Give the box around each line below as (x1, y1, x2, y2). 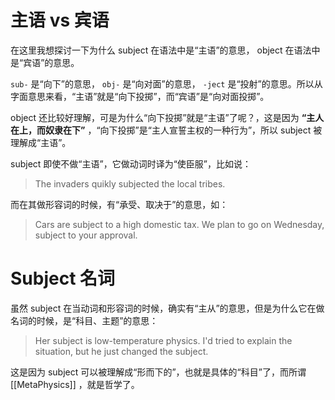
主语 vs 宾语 (10, 9, 110, 32)
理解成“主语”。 (10, 136, 72, 148)
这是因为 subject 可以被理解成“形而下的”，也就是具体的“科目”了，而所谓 (10, 366, 307, 378)
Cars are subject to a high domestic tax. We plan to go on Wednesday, (34, 218, 325, 230)
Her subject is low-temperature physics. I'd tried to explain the (34, 334, 293, 346)
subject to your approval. (34, 229, 138, 241)
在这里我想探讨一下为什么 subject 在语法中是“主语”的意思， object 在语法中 (10, 44, 321, 56)
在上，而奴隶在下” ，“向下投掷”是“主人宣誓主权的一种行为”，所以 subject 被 (10, 124, 323, 136)
